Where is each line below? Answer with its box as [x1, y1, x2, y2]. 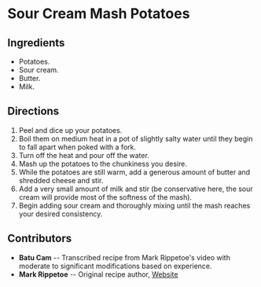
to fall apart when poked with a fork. [18, 142, 137, 152]
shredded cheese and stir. [18, 175, 104, 185]
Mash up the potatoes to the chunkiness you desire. [18, 159, 188, 168]
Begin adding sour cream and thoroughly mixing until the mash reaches [18, 201, 251, 210]
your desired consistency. [18, 209, 103, 219]
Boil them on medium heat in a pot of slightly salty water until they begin [18, 134, 253, 143]
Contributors [7, 232, 72, 245]
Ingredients [7, 36, 65, 50]
